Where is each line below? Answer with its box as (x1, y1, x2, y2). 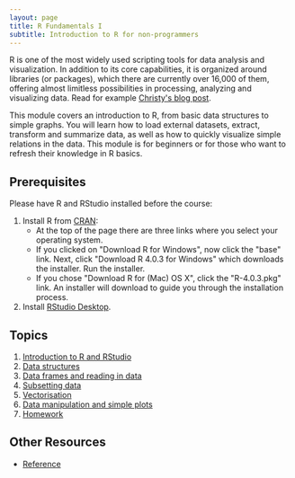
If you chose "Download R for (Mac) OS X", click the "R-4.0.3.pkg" (35, 273, 282, 284)
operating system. (35, 235, 103, 245)
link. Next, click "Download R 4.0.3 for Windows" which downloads (35, 253, 284, 265)
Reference (22, 458, 61, 469)
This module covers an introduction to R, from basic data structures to (9, 110, 270, 121)
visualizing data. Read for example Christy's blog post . (9, 93, 211, 103)
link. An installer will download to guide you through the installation (35, 282, 284, 293)
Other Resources (9, 435, 106, 450)
